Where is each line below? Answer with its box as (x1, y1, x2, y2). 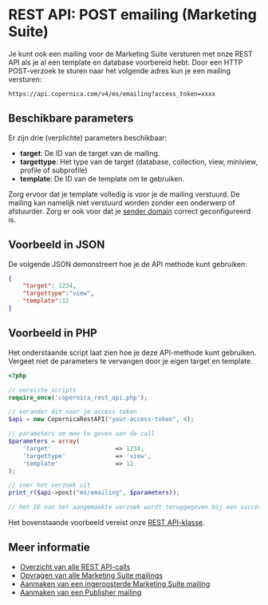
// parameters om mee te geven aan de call (8, 430, 156, 438)
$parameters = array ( (8, 437, 81, 445)
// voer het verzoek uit (8, 481, 91, 489)
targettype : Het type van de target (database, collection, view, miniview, (19, 157, 258, 166)
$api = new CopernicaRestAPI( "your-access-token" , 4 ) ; (8, 416, 195, 424)
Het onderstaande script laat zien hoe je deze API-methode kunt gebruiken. (8, 348, 257, 357)
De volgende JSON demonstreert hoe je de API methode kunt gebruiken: (8, 259, 247, 269)
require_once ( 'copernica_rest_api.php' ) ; (8, 393, 148, 401)
